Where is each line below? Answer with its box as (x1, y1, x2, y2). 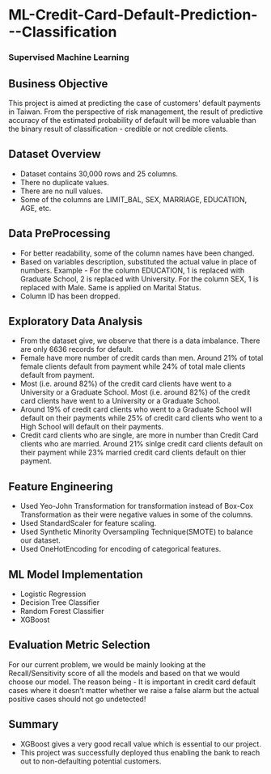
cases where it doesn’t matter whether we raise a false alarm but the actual (8, 685, 260, 695)
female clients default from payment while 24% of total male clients (19, 362, 246, 371)
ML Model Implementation (8, 568, 143, 582)
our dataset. (19, 535, 61, 545)
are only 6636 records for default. (19, 345, 133, 354)
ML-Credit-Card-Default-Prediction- (8, 6, 258, 24)
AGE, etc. (19, 203, 52, 213)
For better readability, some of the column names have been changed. (19, 248, 255, 258)
